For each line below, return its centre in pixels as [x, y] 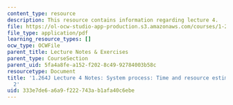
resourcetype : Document [42, 71]
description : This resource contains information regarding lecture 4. [113, 20]
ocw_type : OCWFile [34, 46]
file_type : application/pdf [48, 33]
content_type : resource [42, 13]
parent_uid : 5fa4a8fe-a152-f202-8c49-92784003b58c [82, 65]
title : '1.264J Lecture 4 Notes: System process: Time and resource [108, 78]
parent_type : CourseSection [48, 59]
